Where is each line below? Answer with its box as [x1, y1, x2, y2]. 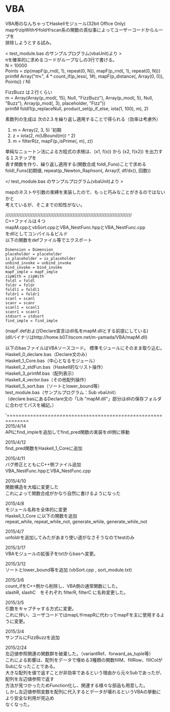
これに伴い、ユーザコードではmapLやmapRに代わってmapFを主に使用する [5, 611, 161, 618]
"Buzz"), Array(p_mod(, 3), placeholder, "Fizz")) [5, 100, 106, 106]
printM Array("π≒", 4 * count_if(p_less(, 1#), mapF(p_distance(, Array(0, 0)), [5, 73, 164, 79]
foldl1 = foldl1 [5, 287, 40, 292]
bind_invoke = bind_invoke [5, 265, 62, 270]
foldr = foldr [5, 282, 36, 287]
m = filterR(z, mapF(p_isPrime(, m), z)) [12, 138, 93, 144]
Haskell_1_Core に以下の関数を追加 [5, 512, 78, 519]
